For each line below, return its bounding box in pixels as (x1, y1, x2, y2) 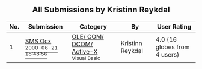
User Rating (157, 22, 192, 30)
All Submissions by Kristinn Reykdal (32, 5, 170, 15)
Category (79, 22, 107, 30)
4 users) (155, 50, 179, 58)
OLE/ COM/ (72, 32, 104, 40)
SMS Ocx (25, 37, 52, 45)
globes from (155, 43, 190, 51)
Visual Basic (72, 55, 100, 61)
